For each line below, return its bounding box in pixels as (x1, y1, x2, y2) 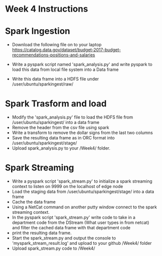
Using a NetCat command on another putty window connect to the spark (12, 204, 157, 210)
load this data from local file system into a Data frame (12, 67, 119, 72)
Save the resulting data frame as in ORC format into (12, 135, 115, 141)
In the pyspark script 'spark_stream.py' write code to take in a (12, 215, 135, 220)
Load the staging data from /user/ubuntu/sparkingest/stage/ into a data (12, 188, 154, 194)
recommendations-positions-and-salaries (12, 52, 95, 58)
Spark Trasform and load (5, 98, 107, 109)
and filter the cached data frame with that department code (12, 225, 131, 230)
